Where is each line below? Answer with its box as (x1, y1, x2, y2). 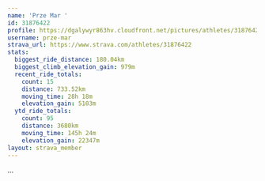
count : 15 (21, 77, 55, 85)
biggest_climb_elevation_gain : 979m (14, 63, 135, 71)
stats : (7, 48, 29, 56)
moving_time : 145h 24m (21, 129, 97, 137)
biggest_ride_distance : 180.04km (14, 56, 125, 64)
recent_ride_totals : (14, 70, 82, 78)
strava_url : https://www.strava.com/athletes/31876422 (7, 41, 192, 49)
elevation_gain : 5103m (21, 100, 97, 107)
